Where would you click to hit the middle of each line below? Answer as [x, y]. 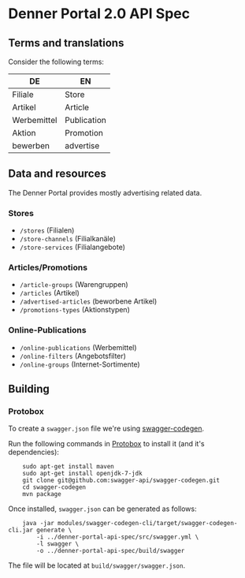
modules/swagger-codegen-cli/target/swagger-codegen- [148, 524]
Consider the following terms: [56, 62]
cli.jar [21, 530]
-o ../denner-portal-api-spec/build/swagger [111, 551]
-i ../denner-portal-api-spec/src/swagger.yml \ [118, 537]
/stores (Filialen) [47, 230]
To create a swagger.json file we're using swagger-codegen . [106, 429]
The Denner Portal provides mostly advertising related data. [105, 192]
